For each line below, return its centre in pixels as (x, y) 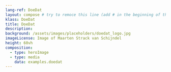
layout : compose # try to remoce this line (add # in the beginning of (83, 15)
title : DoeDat (20, 24)
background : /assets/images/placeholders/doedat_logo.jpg (68, 33)
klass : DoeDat (20, 19)
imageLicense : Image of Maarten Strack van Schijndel (64, 39)
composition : (19, 48)
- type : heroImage (30, 52)
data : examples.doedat (38, 62)
